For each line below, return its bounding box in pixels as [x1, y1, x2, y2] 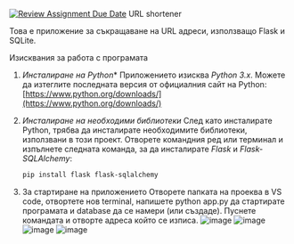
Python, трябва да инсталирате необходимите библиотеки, [21, 125, 248, 135]
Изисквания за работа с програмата [9, 53, 149, 62]
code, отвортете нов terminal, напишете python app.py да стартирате [21, 196, 285, 207]
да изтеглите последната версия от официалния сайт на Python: [21, 79, 267, 89]
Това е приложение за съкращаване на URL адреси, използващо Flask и [9, 26, 285, 36]
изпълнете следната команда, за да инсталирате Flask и [21, 143, 239, 154]
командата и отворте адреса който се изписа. [21, 215, 199, 225]
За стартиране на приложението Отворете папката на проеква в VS [21, 186, 282, 197]
